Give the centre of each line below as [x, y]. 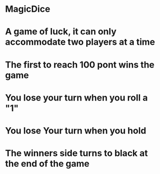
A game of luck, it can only [61, 32]
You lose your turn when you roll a [77, 98]
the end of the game [47, 164]
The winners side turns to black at [77, 153]
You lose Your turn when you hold [76, 130]
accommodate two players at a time [80, 42]
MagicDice [28, 9]
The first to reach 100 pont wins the [80, 65]
